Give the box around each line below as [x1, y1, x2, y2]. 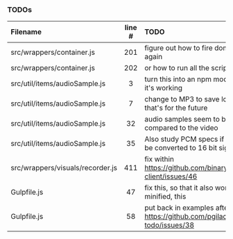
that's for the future [144, 103, 208, 113]
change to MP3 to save [144, 94, 220, 104]
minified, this [144, 192, 187, 201]
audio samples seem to [144, 115, 220, 124]
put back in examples [144, 203, 214, 213]
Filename [10, 27, 42, 37]
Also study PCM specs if [144, 134, 225, 144]
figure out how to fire [144, 43, 213, 53]
